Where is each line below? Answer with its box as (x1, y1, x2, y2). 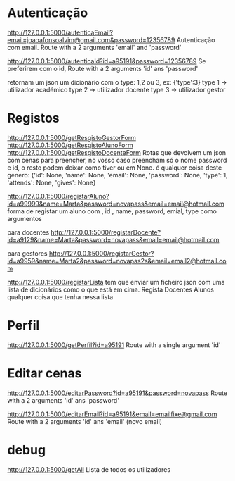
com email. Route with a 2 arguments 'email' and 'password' (7, 43, 182, 51)
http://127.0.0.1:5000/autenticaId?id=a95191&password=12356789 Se (7, 56, 206, 65)
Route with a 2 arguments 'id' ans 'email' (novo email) (7, 417, 163, 425)
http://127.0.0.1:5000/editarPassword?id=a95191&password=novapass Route (7, 389, 228, 397)
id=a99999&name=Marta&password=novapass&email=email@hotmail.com (7, 199, 224, 208)
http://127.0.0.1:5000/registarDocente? (50, 227, 161, 237)
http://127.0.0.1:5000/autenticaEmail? (7, 28, 114, 37)
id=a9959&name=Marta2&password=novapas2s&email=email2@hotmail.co (7, 256, 227, 265)
